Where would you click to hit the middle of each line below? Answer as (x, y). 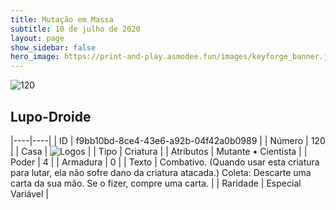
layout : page (37, 38)
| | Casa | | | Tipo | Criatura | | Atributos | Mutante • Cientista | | (159, 151)
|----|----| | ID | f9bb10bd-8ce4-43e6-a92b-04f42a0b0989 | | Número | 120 (168, 140)
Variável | (30, 193)
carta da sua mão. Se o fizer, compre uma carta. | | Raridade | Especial (156, 183)
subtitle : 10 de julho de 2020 (75, 29)
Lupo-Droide (51, 116)
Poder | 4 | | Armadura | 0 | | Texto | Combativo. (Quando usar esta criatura (165, 162)
